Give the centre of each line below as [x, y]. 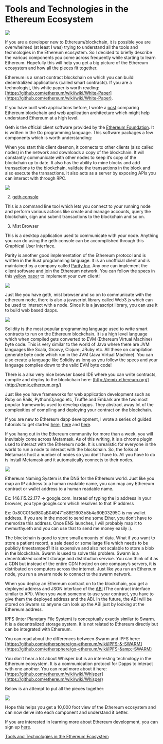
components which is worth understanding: [49, 137]
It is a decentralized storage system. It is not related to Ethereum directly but [81, 624]
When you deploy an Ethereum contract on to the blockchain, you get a [76, 583]
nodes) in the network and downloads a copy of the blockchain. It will [75, 152]
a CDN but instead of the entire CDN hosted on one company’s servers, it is [81, 564]
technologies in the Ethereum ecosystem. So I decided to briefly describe [79, 52]
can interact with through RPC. [36, 178]
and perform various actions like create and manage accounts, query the [78, 211]
